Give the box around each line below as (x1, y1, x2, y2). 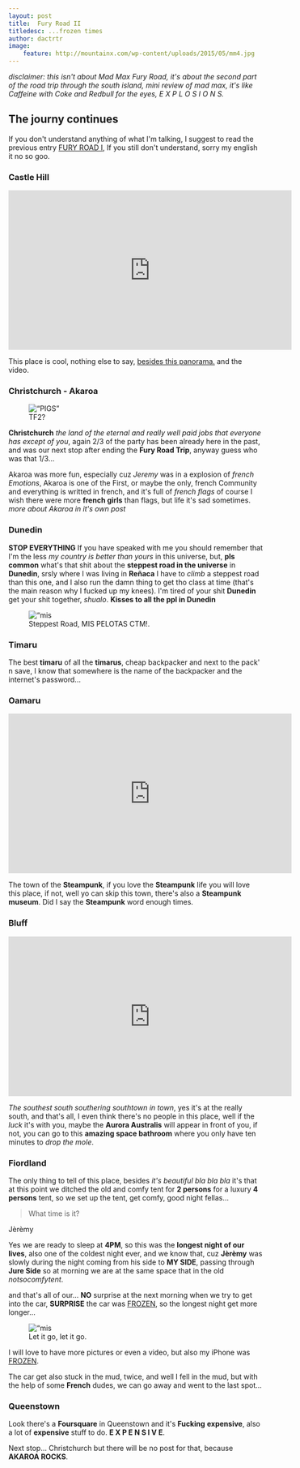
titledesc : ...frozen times (8, 27, 104, 35)
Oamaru (8, 695, 41, 706)
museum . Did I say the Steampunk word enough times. (8, 897, 194, 907)
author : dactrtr (8, 34, 63, 43)
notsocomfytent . (8, 1274, 64, 1284)
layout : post (8, 11, 53, 20)
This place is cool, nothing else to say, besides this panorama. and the (8, 357, 243, 366)
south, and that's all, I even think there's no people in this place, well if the (8, 1111, 255, 1121)
